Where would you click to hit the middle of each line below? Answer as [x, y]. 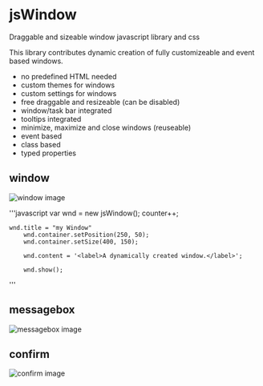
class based [40, 144]
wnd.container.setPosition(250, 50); [87, 235]
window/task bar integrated [66, 111]
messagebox [42, 310]
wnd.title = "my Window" [51, 227]
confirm [30, 354]
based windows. [36, 61]
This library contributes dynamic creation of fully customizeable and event [132, 52]
